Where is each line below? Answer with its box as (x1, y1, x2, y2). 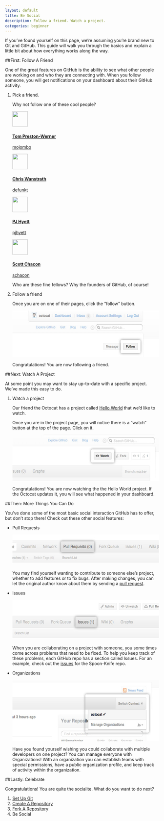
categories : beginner (5, 24, 49, 28)
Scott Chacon (12, 261, 41, 267)
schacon (12, 272, 30, 278)
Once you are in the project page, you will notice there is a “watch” (12, 420, 147, 426)
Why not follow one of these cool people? (12, 102, 96, 107)
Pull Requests (12, 525, 40, 531)
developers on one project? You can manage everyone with (12, 751, 132, 757)
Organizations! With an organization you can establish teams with (12, 757, 144, 763)
